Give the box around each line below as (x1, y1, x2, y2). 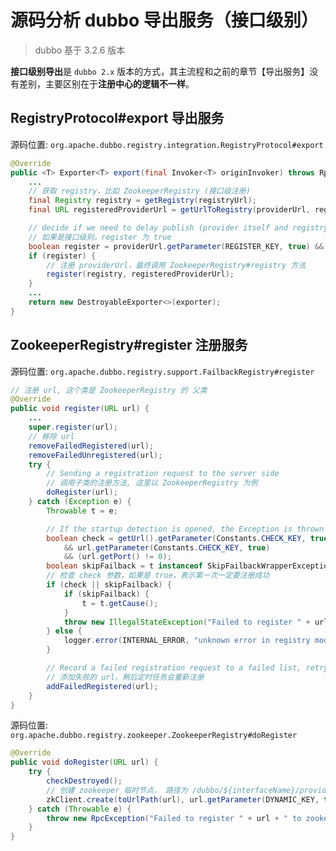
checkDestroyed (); (46, 776, 123, 786)
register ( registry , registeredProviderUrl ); (46, 269, 235, 280)
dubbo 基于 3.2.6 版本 (34, 44, 126, 56)
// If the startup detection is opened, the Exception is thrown (46, 524, 325, 534)
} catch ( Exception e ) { (28, 497, 132, 507)
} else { (46, 626, 83, 636)
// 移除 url (28, 431, 75, 441)
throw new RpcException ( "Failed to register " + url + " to (46, 813, 302, 823)
